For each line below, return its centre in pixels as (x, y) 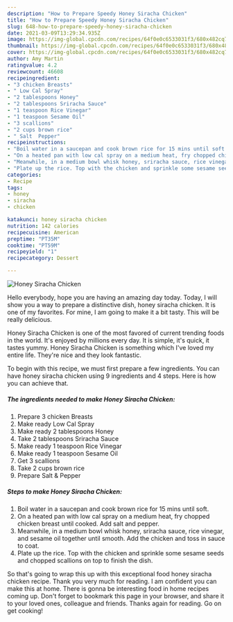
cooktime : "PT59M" (34, 245)
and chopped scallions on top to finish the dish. (85, 560)
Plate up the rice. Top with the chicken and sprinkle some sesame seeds (120, 553)
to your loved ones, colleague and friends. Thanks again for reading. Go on (114, 603)
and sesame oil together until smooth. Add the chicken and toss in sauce (121, 538)
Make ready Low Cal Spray (56, 424)
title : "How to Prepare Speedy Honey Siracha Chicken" (88, 20)
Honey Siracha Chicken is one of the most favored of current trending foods (116, 333)
